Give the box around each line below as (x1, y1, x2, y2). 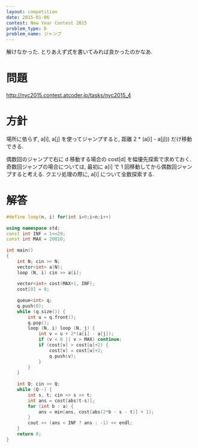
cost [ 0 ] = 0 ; (17, 286, 50, 292)
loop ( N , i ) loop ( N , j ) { (28, 325, 95, 331)
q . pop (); (28, 320, 50, 326)
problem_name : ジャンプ (6, 31, 62, 37)
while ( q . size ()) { (17, 308, 66, 314)
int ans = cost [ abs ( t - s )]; (28, 398, 95, 404)
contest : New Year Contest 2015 (6, 20, 87, 26)
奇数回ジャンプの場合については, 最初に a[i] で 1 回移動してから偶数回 (6, 163, 177, 170)
